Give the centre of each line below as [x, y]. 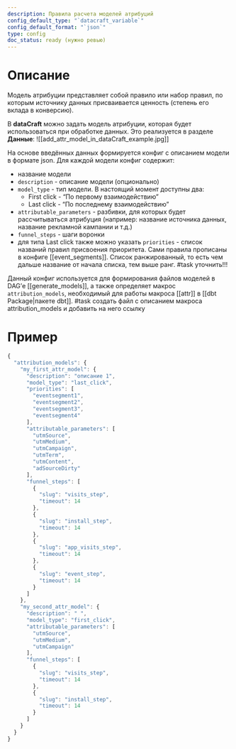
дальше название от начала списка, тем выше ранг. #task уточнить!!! [123, 265]
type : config [27, 34]
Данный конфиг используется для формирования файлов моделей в [111, 278]
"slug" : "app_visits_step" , [80, 547]
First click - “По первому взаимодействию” [94, 197]
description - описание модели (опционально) [88, 182]
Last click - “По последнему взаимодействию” [99, 204]
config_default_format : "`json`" [57, 27]
